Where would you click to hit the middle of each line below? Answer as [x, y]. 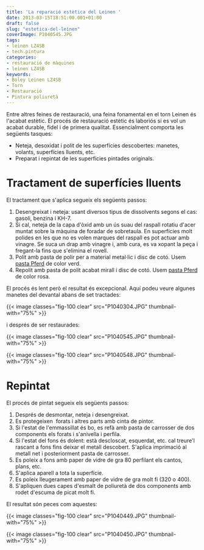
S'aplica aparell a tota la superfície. [59, 473]
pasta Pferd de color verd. [48, 263]
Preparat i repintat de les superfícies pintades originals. [84, 158]
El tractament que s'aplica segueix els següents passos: [77, 200]
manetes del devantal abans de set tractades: [63, 294]
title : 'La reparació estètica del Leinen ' [64, 12]
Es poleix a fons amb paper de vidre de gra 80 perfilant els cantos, [99, 460]
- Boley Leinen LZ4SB [34, 80]
